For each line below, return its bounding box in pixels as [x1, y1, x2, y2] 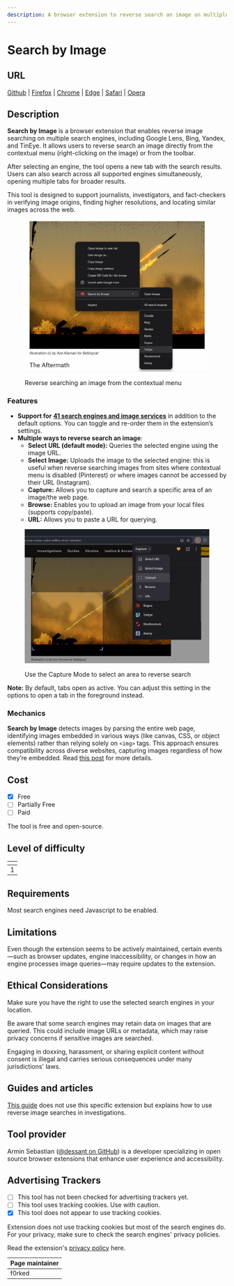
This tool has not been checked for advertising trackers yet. [17, 1193, 189, 1201]
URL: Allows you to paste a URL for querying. [27, 515, 158, 524]
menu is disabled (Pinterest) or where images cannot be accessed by [27, 471, 227, 480]
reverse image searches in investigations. [7, 1108, 127, 1117]
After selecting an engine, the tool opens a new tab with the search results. [7, 162, 223, 171]
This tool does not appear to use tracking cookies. [17, 1209, 162, 1217]
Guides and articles [7, 1083, 94, 1095]
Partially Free [17, 801, 56, 809]
